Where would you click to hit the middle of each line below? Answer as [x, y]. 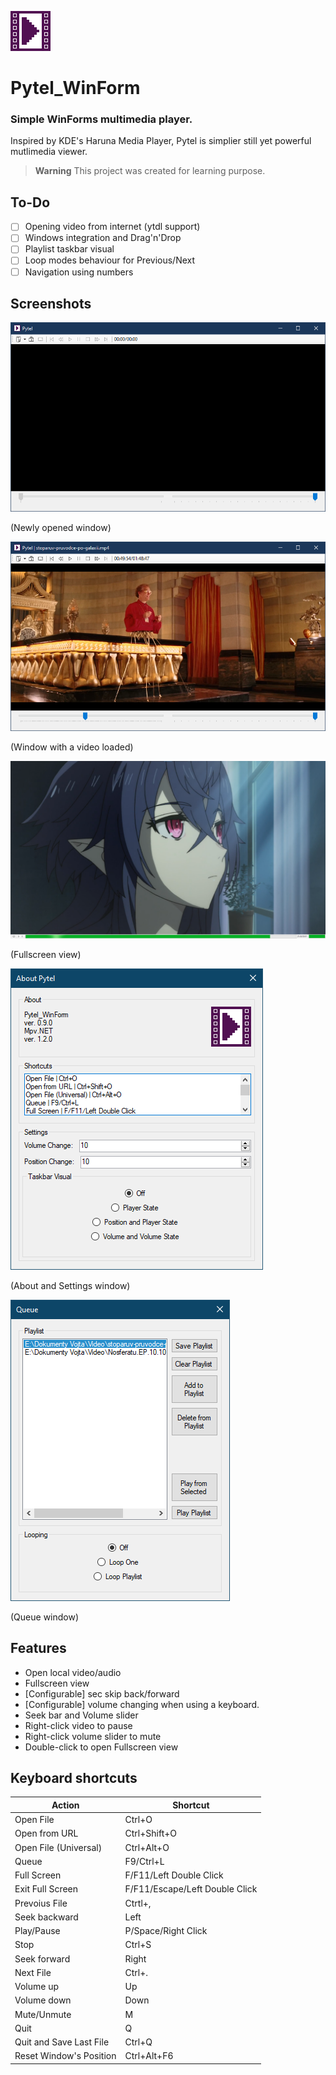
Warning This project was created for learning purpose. [150, 171]
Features [38, 1648]
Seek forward [42, 1958]
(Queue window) [45, 1617]
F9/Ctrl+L [144, 1861]
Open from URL [46, 1833]
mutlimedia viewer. [49, 152]
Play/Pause [37, 1931]
